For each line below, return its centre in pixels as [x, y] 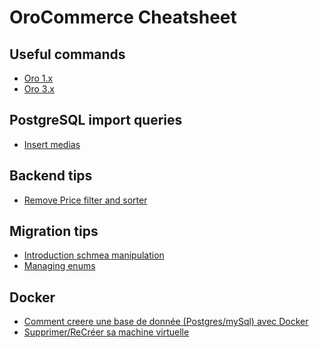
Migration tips [54, 231]
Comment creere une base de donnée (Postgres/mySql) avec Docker [166, 322]
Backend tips [51, 176]
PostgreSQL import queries [96, 120]
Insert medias [52, 144]
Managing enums [59, 266]
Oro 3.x [39, 89]
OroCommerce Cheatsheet [123, 17]
